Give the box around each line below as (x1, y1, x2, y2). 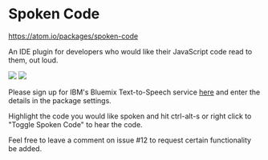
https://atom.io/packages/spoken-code (8, 31, 139, 41)
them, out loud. (8, 55, 59, 65)
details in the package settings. (8, 95, 112, 105)
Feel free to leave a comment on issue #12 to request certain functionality (8, 135, 251, 145)
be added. (8, 143, 43, 153)
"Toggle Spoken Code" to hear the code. (8, 119, 143, 129)
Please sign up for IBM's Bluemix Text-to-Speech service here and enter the (8, 87, 261, 97)
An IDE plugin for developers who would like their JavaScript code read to (8, 46, 253, 56)
